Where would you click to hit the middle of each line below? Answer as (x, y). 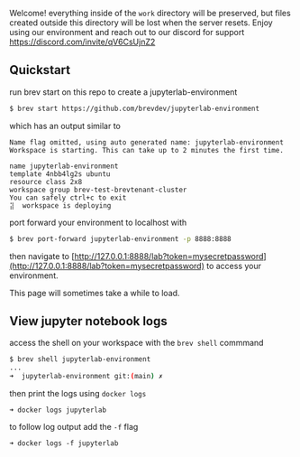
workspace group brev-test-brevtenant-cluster (98, 190)
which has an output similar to (65, 126)
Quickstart (40, 70)
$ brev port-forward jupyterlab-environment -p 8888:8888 (120, 238)
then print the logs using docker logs (78, 393)
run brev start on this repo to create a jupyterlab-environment (123, 92)
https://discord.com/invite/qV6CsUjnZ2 (82, 42)
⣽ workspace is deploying (60, 205)
